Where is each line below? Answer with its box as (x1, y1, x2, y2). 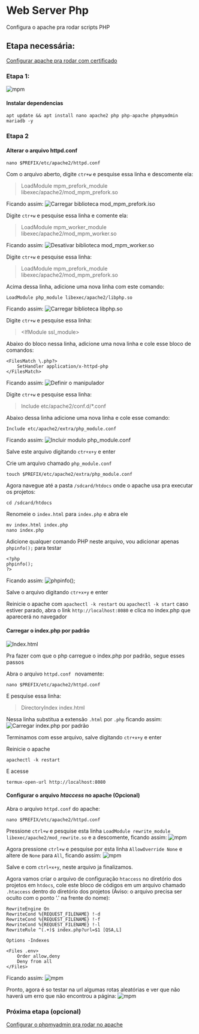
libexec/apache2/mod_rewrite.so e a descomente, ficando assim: (6, 834, 167, 841)
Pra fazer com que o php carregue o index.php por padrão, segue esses (6, 652, 185, 659)
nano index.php (6, 528, 44, 534)
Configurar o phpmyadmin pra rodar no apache (6, 1021, 123, 1029)
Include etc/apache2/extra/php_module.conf (6, 426, 117, 432)
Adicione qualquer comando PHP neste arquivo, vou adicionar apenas (6, 538, 179, 545)
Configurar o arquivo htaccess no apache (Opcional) (6, 792, 140, 799)
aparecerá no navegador (6, 613, 67, 620)
